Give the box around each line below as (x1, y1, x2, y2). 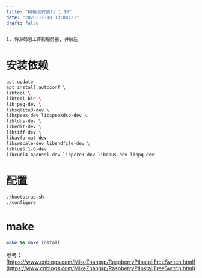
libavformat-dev (6, 135, 47, 141)
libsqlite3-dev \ (6, 107, 50, 113)
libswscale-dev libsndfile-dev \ (6, 140, 90, 146)
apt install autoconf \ (6, 85, 66, 91)
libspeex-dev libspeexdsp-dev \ (6, 113, 87, 119)
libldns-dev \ (6, 118, 42, 124)
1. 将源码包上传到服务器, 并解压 (6, 37, 78, 43)
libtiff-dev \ (6, 129, 42, 135)
